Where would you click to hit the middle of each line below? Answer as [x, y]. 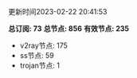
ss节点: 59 [37, 55]
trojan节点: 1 [39, 65]
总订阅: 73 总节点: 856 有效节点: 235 [69, 29]
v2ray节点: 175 [43, 45]
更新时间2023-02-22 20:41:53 [58, 12]
